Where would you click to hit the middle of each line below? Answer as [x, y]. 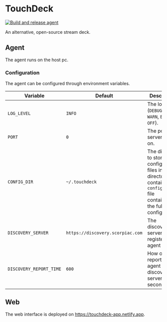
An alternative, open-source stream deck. [48, 32]
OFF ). [153, 123]
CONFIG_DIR [20, 182]
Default [104, 96]
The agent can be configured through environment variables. [68, 84]
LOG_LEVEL [19, 113]
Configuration [22, 73]
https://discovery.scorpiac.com [104, 233]
